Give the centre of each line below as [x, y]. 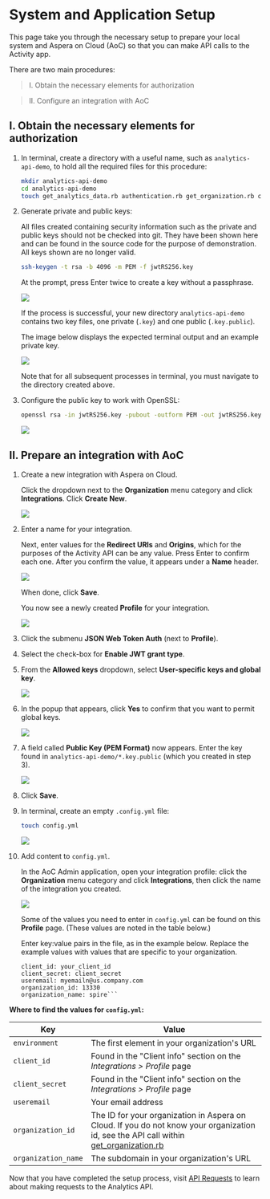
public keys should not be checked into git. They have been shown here [139, 235]
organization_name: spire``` [69, 994]
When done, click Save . [60, 592]
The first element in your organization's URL [174, 1043]
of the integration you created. [71, 888]
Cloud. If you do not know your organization [173, 1125]
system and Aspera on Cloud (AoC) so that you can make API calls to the [129, 45]
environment [36, 1043]
